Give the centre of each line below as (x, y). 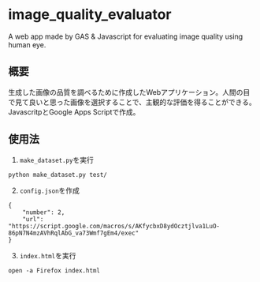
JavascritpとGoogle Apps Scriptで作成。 (74, 111)
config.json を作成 (50, 190)
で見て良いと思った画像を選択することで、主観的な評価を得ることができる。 (132, 102)
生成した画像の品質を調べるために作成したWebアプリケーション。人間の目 (129, 92)
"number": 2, (44, 212)
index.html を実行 (48, 255)
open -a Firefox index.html (54, 270)
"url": (33, 219)
